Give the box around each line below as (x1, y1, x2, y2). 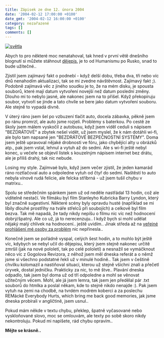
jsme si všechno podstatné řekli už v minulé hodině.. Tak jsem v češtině (5, 257, 150, 262)
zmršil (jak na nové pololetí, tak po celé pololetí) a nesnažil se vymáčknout (5, 246, 155, 252)
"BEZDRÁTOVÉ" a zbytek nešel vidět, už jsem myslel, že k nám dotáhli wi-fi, (5, 129, 158, 135)
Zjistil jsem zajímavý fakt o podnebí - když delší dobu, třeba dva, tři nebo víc (5, 73, 159, 78)
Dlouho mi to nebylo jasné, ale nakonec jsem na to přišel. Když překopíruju (5, 94, 156, 99)
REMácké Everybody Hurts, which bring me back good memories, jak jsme (5, 293, 156, 299)
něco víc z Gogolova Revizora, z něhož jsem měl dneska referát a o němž (5, 251, 153, 257)
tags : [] (5, 25, 23, 30)
